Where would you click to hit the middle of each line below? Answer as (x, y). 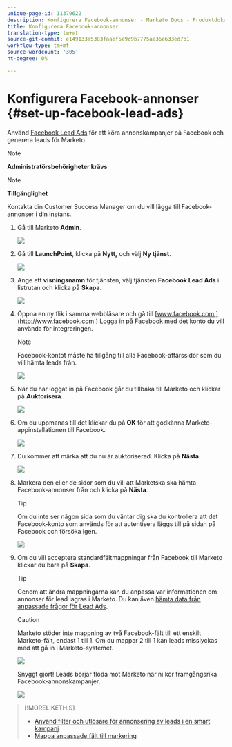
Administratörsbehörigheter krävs (57, 166)
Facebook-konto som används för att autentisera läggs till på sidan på (116, 524)
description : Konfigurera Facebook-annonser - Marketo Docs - (98, 20)
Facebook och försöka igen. (57, 531)
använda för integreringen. (55, 328)
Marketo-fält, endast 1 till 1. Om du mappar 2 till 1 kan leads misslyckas (117, 640)
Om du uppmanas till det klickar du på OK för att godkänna (101, 423)
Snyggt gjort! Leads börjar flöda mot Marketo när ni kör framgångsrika (117, 674)
